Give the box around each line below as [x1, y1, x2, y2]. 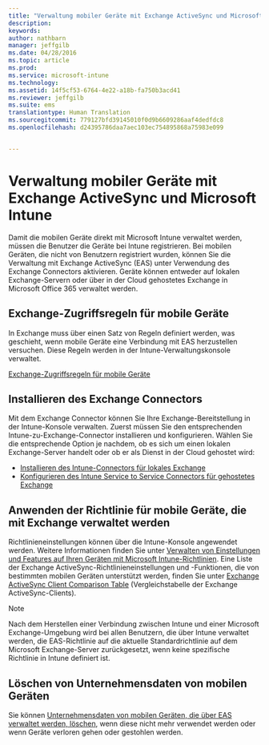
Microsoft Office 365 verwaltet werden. [8, 284, 139, 293]
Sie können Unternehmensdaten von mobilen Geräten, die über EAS [8, 710, 232, 719]
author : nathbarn [8, 34, 66, 42]
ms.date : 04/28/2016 [8, 49, 78, 57]
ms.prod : [8, 64, 38, 72]
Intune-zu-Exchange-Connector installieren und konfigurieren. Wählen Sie [8, 430, 254, 441]
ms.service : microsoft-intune [8, 71, 110, 79]
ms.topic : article [8, 57, 70, 65]
